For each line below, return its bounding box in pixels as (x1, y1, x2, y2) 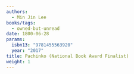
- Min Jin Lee (11, 14, 46, 20)
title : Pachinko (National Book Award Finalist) (6, 53, 129, 59)
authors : (6, 8, 28, 15)
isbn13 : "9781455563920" (11, 42, 73, 48)
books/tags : (6, 20, 36, 26)
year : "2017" (11, 48, 44, 54)
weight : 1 (6, 58, 31, 64)
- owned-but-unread (11, 25, 60, 32)
